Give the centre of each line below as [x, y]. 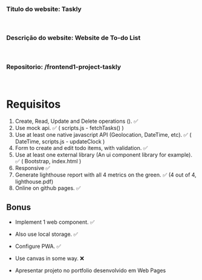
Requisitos [34, 104]
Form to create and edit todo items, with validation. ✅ [81, 148]
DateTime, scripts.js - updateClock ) [60, 142]
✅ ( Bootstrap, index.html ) [48, 161]
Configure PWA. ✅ [38, 246]
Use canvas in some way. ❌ [50, 258]
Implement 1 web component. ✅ [55, 222]
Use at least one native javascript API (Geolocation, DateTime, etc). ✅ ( [103, 134]
